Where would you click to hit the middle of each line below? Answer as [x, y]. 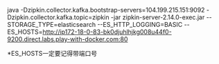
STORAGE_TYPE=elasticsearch [51, 24]
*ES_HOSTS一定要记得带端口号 [52, 53]
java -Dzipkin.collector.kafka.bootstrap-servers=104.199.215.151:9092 [106, 10]
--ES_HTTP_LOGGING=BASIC [140, 24]
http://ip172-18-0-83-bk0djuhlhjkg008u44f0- [107, 32]
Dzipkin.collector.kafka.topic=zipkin [58, 17]
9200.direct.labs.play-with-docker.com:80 [68, 39]
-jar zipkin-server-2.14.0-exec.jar [158, 17]
